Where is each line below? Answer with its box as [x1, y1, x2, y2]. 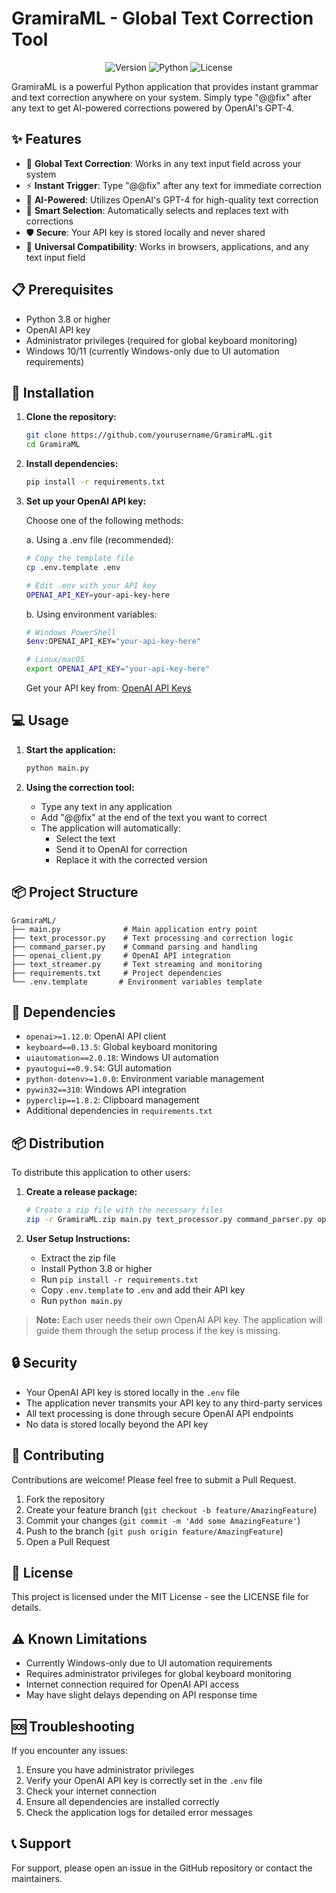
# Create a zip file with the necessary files [25, 1205, 224, 1216]
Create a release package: [25, 1186, 138, 1198]
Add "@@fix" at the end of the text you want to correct [40, 811, 268, 823]
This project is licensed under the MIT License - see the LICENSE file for [11, 1591, 309, 1603]
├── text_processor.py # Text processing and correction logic [11, 933, 294, 943]
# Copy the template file [25, 553, 134, 563]
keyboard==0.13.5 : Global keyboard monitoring [25, 1041, 218, 1053]
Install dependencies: [25, 458, 119, 470]
